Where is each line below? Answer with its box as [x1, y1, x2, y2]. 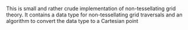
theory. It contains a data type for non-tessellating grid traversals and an [6, 11, 183, 18]
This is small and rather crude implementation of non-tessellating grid [6, 5, 176, 12]
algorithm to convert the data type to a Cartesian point [6, 18, 139, 24]
